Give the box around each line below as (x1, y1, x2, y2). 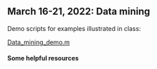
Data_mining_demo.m (7, 38, 70, 46)
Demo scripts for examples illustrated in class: (7, 24, 142, 32)
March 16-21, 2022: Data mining (7, 6, 150, 18)
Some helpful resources (7, 54, 79, 63)
